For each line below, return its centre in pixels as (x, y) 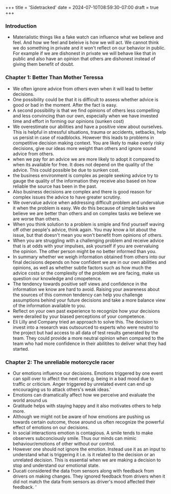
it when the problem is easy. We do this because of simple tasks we (84, 208)
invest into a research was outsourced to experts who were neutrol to (86, 327)
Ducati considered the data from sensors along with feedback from (83, 471)
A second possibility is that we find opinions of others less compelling (86, 110)
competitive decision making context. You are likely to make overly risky (89, 143)
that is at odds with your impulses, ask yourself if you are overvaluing (86, 246)
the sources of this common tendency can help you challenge (78, 294)
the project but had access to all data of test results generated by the (85, 332)
